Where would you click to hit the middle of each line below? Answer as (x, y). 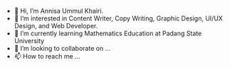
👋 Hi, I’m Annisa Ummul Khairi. (59, 11)
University (29, 41)
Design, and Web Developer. (56, 26)
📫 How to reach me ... (47, 56)
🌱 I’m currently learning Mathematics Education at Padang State (108, 33)
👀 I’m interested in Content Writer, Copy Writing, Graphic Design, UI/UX (118, 18)
